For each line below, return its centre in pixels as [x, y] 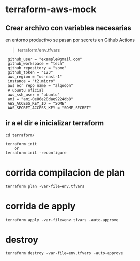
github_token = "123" [30, 72]
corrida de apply [40, 206]
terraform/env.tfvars [39, 50]
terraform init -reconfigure [36, 153]
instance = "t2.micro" [31, 81]
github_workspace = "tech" [36, 64]
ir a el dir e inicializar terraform [55, 123]
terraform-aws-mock [51, 9]
